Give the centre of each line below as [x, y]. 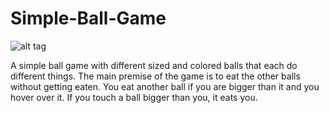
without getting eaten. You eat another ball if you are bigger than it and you [165, 86]
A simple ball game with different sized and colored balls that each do [154, 65]
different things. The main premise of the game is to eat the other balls [155, 76]
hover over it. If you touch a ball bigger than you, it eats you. [134, 97]
